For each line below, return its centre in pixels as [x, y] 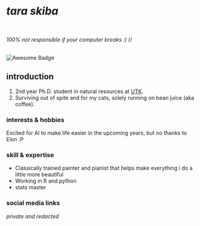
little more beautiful [39, 175]
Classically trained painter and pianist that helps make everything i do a [104, 168]
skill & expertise [30, 155]
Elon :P [15, 140]
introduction [30, 77]
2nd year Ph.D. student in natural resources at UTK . [79, 91]
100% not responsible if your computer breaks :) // [69, 39]
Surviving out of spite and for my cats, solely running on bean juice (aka [105, 97]
